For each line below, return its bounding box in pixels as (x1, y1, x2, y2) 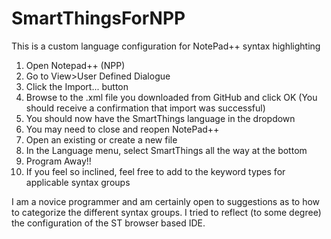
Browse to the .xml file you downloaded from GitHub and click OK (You (25, 91, 318, 103)
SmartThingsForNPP (11, 7, 186, 30)
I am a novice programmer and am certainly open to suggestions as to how (11, 195, 321, 207)
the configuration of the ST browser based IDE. (11, 217, 206, 229)
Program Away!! (25, 155, 92, 167)
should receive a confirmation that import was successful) (25, 102, 266, 114)
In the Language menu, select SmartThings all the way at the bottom (25, 144, 308, 156)
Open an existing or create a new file (25, 133, 178, 146)
